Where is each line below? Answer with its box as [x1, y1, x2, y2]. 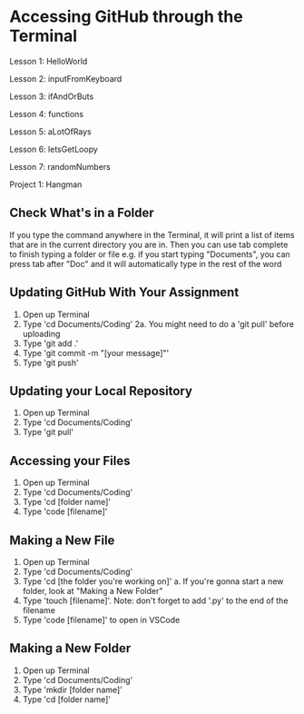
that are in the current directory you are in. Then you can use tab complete [9, 239, 289, 250]
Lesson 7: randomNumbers [9, 161, 112, 172]
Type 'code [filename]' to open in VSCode [22, 615, 181, 625]
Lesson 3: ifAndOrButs [9, 91, 94, 102]
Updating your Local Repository [9, 383, 193, 399]
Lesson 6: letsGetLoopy [9, 144, 98, 154]
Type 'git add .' [22, 338, 79, 349]
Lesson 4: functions [9, 108, 84, 119]
